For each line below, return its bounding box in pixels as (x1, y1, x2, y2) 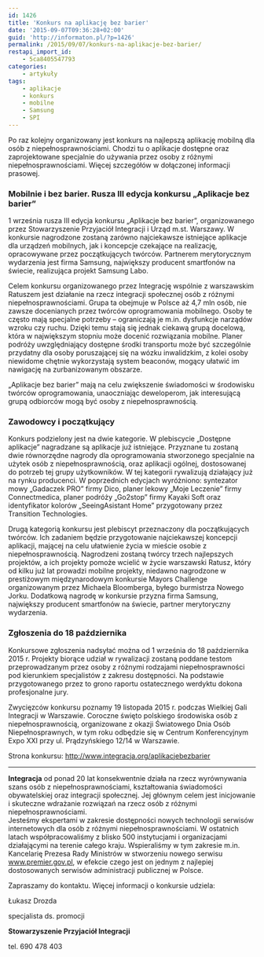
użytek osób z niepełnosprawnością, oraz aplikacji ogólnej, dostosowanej (8, 459, 247, 468)
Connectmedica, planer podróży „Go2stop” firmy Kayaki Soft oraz (8, 493, 222, 502)
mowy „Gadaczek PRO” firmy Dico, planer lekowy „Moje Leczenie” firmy (8, 484, 242, 493)
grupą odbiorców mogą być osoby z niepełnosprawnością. (8, 397, 198, 406)
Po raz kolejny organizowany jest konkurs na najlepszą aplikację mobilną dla (8, 135, 255, 145)
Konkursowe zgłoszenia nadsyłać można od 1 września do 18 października (8, 645, 249, 654)
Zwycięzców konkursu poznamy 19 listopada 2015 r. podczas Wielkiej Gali (8, 702, 247, 712)
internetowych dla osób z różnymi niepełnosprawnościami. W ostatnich (8, 823, 240, 833)
